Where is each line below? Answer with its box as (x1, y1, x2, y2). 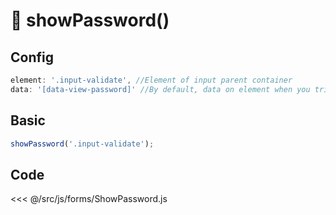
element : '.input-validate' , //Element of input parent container (10, 75, 293, 85)
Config (10, 49, 54, 66)
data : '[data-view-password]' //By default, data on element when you (10, 84, 311, 94)
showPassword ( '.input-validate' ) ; (10, 139, 155, 149)
